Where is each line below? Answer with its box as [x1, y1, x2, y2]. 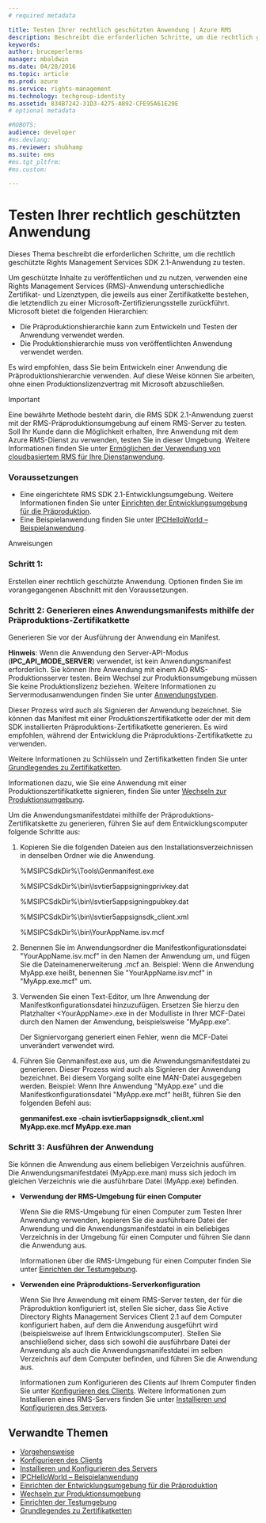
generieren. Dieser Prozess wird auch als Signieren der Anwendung [19, 1065, 241, 1074]
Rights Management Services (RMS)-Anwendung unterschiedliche [8, 282, 225, 291]
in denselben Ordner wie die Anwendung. [19, 851, 156, 860]
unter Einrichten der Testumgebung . [19, 1264, 139, 1274]
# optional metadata [8, 107, 77, 115]
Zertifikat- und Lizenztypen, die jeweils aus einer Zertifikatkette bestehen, [8, 290, 249, 299]
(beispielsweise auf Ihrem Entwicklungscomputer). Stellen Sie [19, 1329, 222, 1339]
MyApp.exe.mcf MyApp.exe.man [19, 1122, 132, 1132]
